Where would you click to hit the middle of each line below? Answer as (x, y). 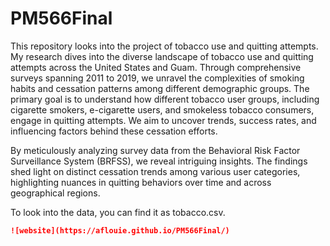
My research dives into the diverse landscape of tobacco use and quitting (162, 56)
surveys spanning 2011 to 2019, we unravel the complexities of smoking (157, 78)
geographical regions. (55, 193)
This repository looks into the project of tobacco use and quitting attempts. (164, 46)
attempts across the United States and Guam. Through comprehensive (156, 67)
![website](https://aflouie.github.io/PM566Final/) (120, 230)
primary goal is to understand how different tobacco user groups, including (165, 99)
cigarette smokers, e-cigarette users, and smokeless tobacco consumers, (162, 109)
